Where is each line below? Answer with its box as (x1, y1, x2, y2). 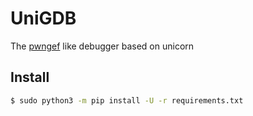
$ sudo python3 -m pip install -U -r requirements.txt (10, 95, 244, 106)
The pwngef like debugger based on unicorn (10, 40, 195, 52)
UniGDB (10, 7, 77, 30)
